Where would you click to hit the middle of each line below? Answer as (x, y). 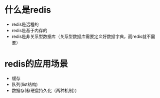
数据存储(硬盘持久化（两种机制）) (44, 90)
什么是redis (28, 10)
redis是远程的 (25, 24)
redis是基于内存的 (29, 30)
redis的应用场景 (36, 64)
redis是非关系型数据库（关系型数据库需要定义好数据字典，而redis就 (79, 36)
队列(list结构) (25, 84)
